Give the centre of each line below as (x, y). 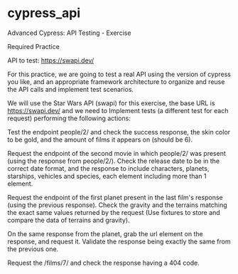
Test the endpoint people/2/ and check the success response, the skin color (119, 132)
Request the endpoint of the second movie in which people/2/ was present (117, 153)
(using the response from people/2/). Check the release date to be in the (114, 161)
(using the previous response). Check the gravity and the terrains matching (117, 205)
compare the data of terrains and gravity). (69, 220)
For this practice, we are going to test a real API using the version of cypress (119, 74)
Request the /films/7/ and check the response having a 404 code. (104, 263)
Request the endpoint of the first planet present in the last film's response (115, 197)
